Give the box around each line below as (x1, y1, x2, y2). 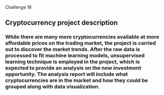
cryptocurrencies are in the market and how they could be (5, 77, 148, 84)
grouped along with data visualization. (5, 83, 100, 90)
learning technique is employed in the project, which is (5, 58, 140, 65)
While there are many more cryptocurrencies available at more (5, 33, 160, 40)
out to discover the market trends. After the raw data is (5, 46, 140, 53)
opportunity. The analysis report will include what (5, 71, 128, 78)
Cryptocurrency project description (5, 18, 118, 27)
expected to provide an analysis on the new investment (5, 65, 142, 72)
